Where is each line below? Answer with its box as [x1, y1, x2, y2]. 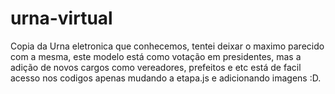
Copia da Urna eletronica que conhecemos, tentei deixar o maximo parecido [10, 40, 325, 52]
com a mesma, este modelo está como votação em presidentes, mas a [10, 50, 302, 62]
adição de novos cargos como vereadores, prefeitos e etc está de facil [10, 61, 302, 73]
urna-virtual [10, 7, 113, 30]
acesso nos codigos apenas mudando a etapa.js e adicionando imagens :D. [10, 72, 322, 84]
